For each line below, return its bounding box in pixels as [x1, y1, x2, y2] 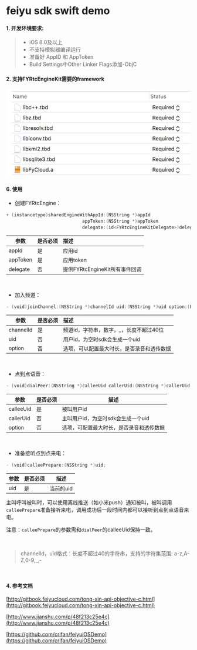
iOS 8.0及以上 [29, 39, 63, 46]
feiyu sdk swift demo [6, 4, 110, 18]
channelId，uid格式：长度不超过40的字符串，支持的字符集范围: [20, 550, 173, 557]
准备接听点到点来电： [14, 450, 66, 457]
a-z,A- [174, 550, 190, 557]
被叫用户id [62, 406, 87, 413]
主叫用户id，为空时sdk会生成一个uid [62, 415, 150, 422]
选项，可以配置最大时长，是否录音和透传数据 [63, 345, 171, 352]
